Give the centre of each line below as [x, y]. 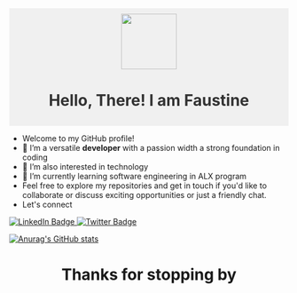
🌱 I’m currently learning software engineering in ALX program [134, 176]
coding [35, 157]
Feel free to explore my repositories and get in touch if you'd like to [145, 186]
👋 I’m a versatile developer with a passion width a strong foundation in [151, 147]
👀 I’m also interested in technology [85, 166]
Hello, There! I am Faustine [149, 101]
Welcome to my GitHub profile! [78, 138]
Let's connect [47, 204]
